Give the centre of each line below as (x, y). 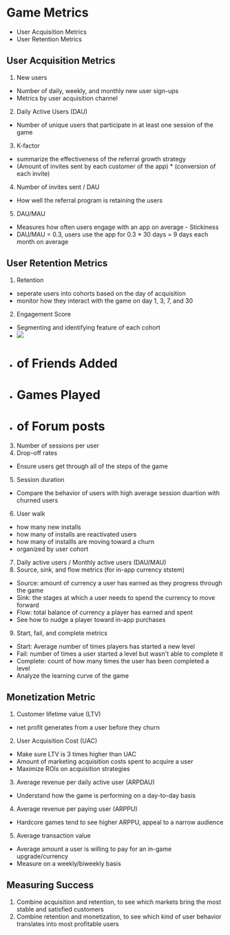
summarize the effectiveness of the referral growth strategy (101, 159)
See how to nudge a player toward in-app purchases (91, 619)
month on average (42, 241)
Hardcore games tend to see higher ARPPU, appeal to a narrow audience (120, 822)
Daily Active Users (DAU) (52, 111)
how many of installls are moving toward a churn (85, 541)
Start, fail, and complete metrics (62, 633)
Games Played (58, 395)
